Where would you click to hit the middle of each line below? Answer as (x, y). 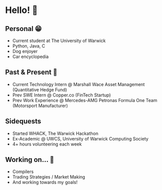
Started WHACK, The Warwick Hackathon (55, 133)
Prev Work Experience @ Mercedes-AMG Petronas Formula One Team (85, 100)
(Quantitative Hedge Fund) (40, 89)
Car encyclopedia (30, 56)
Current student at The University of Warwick (59, 40)
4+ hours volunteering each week (47, 144)
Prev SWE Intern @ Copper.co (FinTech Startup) (62, 95)
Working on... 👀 (30, 160)
